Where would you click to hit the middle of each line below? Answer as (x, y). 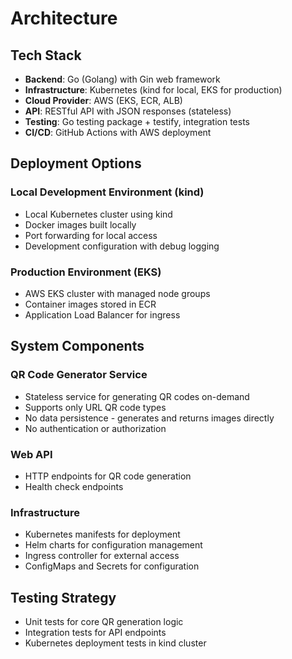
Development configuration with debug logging (122, 246)
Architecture (64, 18)
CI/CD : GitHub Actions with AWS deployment (118, 132)
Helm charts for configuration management (113, 545)
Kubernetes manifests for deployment (102, 534)
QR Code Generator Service (79, 375)
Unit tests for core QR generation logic (104, 622)
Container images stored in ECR (90, 304)
